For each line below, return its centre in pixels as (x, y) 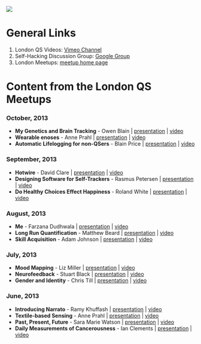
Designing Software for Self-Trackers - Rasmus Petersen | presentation (104, 179)
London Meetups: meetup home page (61, 62)
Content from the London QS (79, 87)
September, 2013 (31, 159)
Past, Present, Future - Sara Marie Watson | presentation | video (95, 322)
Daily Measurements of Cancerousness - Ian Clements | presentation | (103, 328)
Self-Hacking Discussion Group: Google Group (72, 56)
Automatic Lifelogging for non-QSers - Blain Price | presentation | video (105, 144)
